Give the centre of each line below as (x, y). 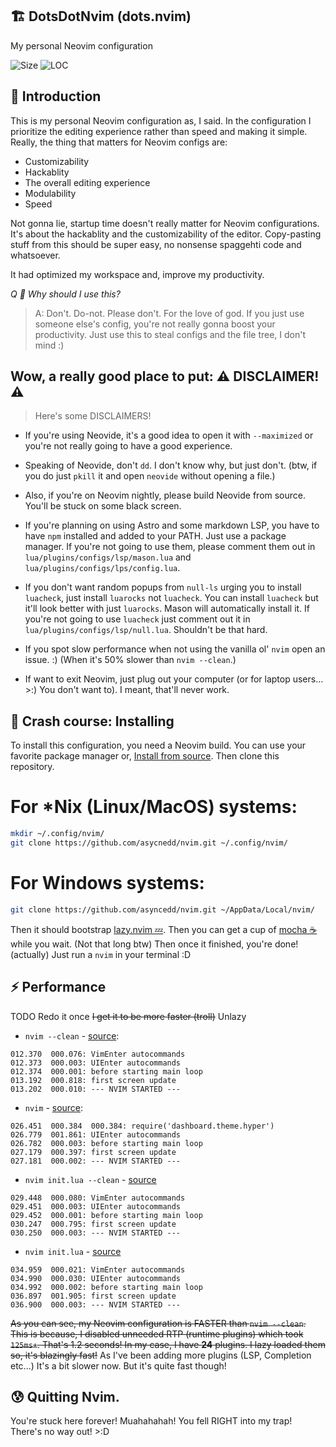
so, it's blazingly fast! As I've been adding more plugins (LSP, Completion (161, 1355)
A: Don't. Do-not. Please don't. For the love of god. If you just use (169, 313)
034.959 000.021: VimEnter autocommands (98, 1269)
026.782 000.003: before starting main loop (106, 1143)
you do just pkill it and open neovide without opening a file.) (150, 476)
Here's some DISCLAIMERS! (93, 416)
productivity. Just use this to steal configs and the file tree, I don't (170, 334)
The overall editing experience (87, 182)
